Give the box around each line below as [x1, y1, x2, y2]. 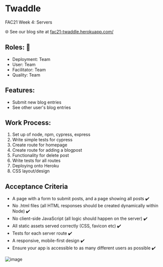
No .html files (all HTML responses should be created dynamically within [12, 203, 159, 209]
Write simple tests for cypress [12, 137, 72, 143]
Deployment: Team [12, 56, 50, 62]
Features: [5, 86, 35, 95]
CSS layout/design [12, 168, 50, 174]
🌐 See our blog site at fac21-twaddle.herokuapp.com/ [5, 28, 114, 34]
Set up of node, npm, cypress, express [12, 132, 91, 137]
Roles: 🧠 [5, 43, 31, 52]
